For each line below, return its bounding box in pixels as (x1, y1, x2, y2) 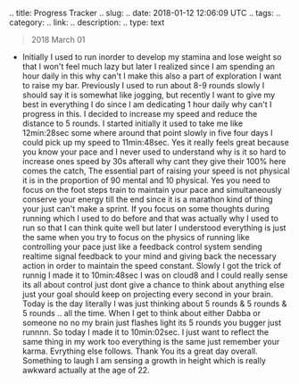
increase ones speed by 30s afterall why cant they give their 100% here (21, 156, 287, 166)
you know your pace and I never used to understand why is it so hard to (21, 146, 287, 157)
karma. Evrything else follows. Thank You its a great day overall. (21, 346, 258, 356)
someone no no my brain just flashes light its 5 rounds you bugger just (21, 317, 281, 328)
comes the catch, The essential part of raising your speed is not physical (21, 165, 290, 176)
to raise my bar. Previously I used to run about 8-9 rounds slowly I (21, 80, 265, 90)
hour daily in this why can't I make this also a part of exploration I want (21, 71, 282, 81)
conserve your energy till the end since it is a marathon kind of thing (21, 194, 274, 205)
